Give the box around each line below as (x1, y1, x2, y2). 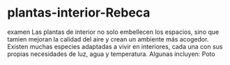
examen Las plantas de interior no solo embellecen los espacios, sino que (7, 28, 220, 36)
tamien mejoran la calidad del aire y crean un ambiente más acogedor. (7, 35, 209, 43)
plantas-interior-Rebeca (7, 5, 151, 21)
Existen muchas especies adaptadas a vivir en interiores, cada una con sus (7, 42, 223, 50)
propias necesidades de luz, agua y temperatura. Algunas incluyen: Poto (7, 50, 215, 58)
